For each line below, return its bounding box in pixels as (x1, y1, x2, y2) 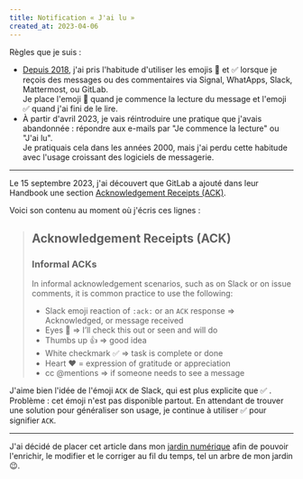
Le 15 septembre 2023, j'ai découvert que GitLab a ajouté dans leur (9, 177, 259, 188)
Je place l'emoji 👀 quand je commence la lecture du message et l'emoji (22, 93, 287, 104)
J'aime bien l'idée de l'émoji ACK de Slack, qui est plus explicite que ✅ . (9, 385, 272, 396)
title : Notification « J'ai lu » (9, 13, 135, 23)
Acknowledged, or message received (44, 315, 184, 326)
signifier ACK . (9, 415, 57, 426)
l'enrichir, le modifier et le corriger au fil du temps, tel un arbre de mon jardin (9, 451, 293, 462)
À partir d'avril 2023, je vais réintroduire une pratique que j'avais (22, 113, 262, 124)
